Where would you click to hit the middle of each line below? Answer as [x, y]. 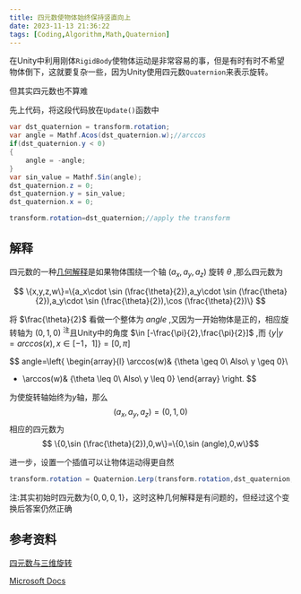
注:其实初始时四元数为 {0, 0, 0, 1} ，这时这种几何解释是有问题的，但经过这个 [146, 497]
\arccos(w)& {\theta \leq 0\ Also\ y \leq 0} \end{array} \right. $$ [139, 379]
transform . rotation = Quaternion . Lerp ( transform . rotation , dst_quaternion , [152, 479]
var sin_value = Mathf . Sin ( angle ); [76, 177]
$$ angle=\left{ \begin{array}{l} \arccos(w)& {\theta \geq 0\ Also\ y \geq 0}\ [149, 362]
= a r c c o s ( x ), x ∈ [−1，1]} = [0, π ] [70, 344]
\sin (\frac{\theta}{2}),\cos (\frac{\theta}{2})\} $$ [175, 300]
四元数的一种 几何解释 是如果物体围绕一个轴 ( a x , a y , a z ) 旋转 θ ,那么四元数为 [146, 272]
